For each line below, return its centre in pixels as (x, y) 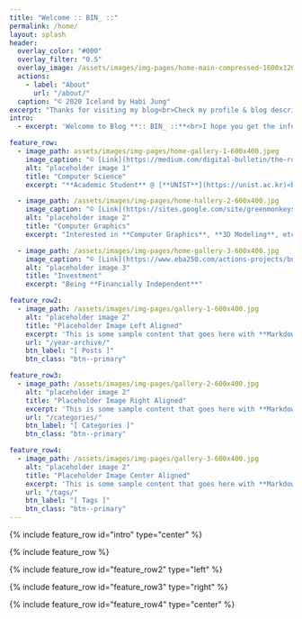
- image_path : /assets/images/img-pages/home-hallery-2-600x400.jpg (148, 201)
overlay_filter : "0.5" (60, 59)
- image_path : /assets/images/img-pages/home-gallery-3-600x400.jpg (148, 250)
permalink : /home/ (44, 26)
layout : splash (38, 34)
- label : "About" (58, 85)
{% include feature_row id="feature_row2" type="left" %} (116, 569)
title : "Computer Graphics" (78, 226)
